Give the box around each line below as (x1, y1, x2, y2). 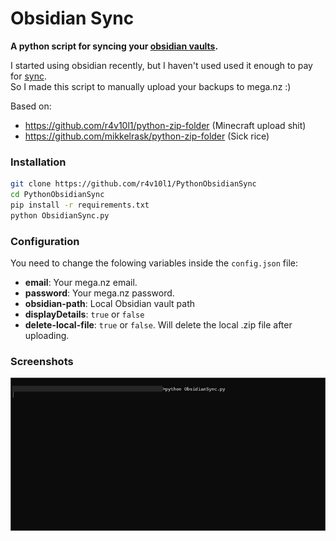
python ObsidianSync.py (10, 210, 110, 221)
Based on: (10, 100, 52, 112)
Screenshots (10, 354, 74, 368)
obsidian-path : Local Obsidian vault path (24, 298, 196, 310)
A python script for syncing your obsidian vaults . (10, 40, 219, 52)
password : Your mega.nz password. (24, 287, 175, 299)
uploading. (24, 330, 70, 342)
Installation (10, 155, 67, 169)
